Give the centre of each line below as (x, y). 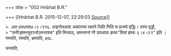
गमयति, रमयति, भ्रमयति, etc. (29, 38)
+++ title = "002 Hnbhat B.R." (36, 7)
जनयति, (12, 48)
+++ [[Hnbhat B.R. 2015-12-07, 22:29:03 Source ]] (58, 17)
